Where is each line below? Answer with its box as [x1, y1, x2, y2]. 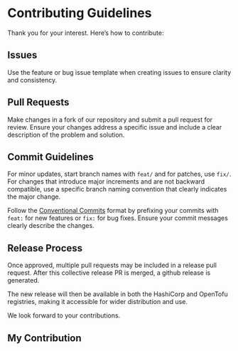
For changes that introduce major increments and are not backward [7, 177, 205, 186]
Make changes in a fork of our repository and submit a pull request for [7, 115, 213, 124]
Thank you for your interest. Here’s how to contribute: [7, 28, 164, 37]
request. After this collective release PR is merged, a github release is [7, 268, 211, 277]
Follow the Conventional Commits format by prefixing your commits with [7, 206, 219, 215]
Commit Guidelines [7, 151, 94, 163]
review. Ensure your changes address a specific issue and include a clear [7, 122, 222, 131]
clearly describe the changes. [7, 221, 94, 230]
